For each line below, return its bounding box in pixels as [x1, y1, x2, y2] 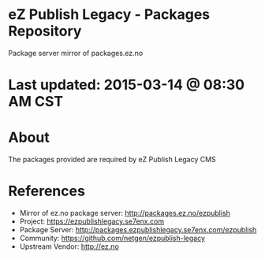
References [8, 183, 85, 200]
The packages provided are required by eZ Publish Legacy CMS [8, 155, 217, 165]
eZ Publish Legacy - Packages [8, 6, 211, 24]
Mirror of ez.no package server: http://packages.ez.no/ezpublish [19, 209, 231, 217]
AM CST [8, 93, 64, 111]
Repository [8, 22, 82, 40]
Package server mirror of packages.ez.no [8, 48, 144, 57]
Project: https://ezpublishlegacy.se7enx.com [19, 216, 164, 226]
